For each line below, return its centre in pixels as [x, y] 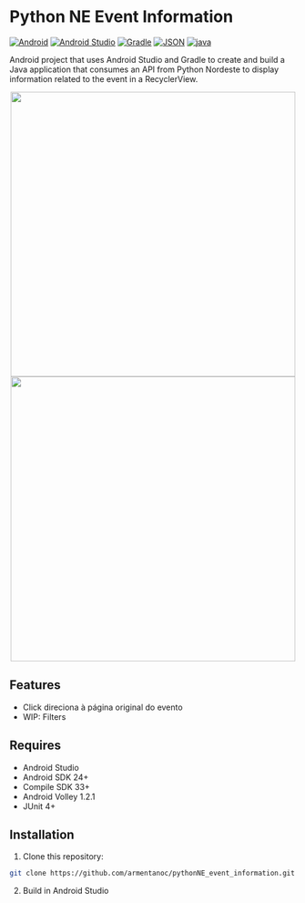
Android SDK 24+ [56, 777]
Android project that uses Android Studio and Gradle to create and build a [147, 59]
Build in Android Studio [66, 891]
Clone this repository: [63, 857]
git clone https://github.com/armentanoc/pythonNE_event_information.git [152, 873]
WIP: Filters [44, 716]
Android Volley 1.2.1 [59, 796]
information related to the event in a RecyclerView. [104, 78]
